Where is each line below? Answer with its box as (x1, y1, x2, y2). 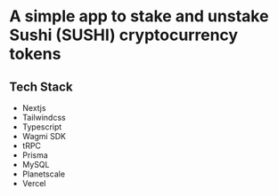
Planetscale (21, 169, 65, 179)
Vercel (21, 178, 46, 188)
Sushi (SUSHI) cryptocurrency (9, 25, 239, 45)
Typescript (21, 122, 62, 132)
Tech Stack (9, 79, 73, 94)
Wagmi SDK (21, 131, 67, 141)
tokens (9, 44, 61, 64)
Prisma (21, 150, 49, 161)
